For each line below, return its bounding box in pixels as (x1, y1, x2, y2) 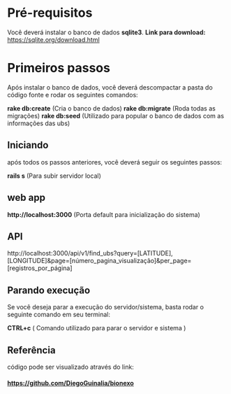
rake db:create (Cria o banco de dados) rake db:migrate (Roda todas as (7, 104, 216, 113)
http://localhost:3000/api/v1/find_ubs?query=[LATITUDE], (7, 249, 173, 258)
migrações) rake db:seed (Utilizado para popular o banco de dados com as (7, 111, 225, 120)
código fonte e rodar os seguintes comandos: (7, 90, 138, 99)
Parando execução (7, 284, 91, 296)
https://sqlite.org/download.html (7, 35, 100, 43)
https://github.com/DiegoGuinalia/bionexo (7, 379, 134, 387)
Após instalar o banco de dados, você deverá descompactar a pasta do (7, 83, 213, 92)
